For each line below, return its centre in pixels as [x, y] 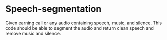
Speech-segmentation [53, 9]
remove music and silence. [33, 33]
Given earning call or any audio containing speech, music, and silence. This [84, 23]
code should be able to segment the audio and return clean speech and [79, 28]
